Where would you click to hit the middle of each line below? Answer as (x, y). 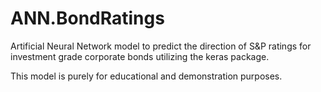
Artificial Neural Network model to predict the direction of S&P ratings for (161, 46)
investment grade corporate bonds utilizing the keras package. (140, 56)
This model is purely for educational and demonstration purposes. (146, 76)
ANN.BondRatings (87, 18)
